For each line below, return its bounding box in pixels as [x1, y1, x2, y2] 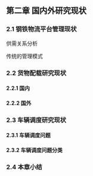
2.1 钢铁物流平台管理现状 [6, 25, 77, 33]
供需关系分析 [6, 39, 38, 47]
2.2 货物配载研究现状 [6, 69, 67, 77]
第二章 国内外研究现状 [6, 5, 86, 16]
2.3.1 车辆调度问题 [6, 132, 51, 139]
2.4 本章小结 [6, 163, 43, 171]
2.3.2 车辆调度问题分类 [6, 146, 63, 153]
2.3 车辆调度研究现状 [6, 116, 67, 124]
